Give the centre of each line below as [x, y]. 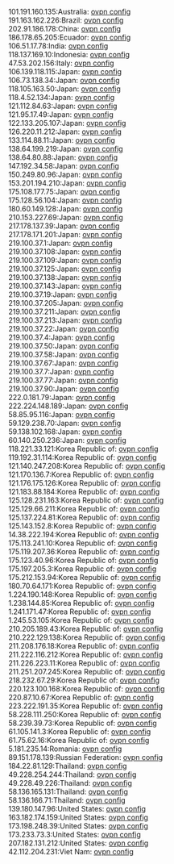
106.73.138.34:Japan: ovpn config [64, 80]
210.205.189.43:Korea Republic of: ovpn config [86, 629]
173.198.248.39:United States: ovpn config [79, 826]
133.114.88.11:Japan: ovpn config [62, 140]
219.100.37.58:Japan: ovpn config [64, 355]
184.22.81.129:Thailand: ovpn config [68, 766]
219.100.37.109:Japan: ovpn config [65, 260]
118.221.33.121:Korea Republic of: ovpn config [83, 449]
